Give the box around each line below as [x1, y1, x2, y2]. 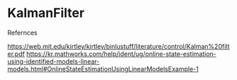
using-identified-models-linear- [7, 57, 100, 65]
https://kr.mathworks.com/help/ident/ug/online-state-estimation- [26, 50, 216, 58]
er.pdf [7, 50, 25, 58]
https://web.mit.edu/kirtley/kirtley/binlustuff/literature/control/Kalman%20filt [7, 42, 230, 50]
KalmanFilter [7, 5, 85, 21]
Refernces [7, 28, 38, 37]
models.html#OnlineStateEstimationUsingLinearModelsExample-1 [7, 64, 199, 73]
